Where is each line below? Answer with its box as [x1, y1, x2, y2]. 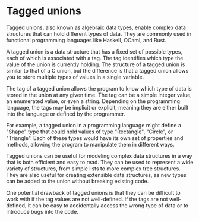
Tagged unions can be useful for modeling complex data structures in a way [6, 152, 192, 159]
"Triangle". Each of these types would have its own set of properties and [6, 134, 184, 141]
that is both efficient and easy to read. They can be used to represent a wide [6, 158, 194, 166]
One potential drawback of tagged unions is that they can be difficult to [6, 189, 181, 196]
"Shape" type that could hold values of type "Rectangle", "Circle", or [6, 128, 173, 135]
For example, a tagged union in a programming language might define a [6, 122, 182, 129]
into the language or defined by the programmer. [6, 110, 126, 117]
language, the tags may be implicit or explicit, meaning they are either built [6, 104, 189, 111]
